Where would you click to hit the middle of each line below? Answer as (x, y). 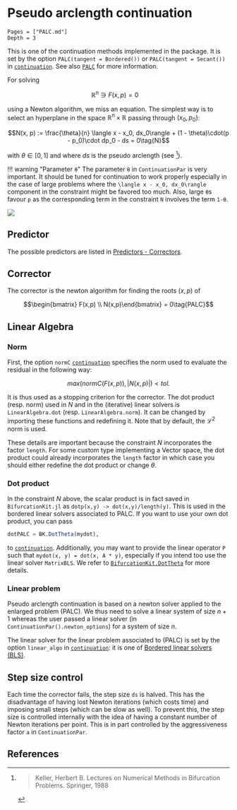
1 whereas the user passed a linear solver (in (72, 619)
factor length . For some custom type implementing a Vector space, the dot (116, 450)
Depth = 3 (22, 38)
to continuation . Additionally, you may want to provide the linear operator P (116, 547)
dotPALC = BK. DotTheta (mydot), (53, 534)
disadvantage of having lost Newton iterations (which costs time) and (108, 702)
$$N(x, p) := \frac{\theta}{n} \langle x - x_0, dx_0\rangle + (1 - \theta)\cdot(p (119, 133)
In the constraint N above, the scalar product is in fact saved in (98, 498)
